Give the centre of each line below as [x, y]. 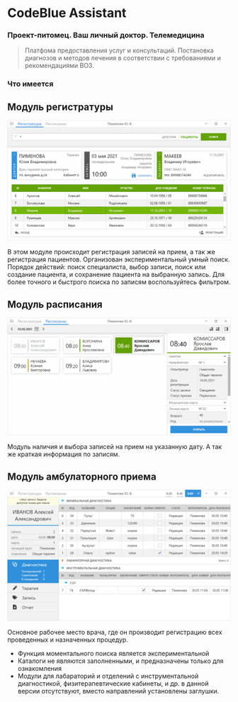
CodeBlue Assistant [67, 13]
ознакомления [40, 668]
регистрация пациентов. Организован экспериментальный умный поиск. [119, 259]
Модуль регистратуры [60, 107]
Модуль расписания [55, 304]
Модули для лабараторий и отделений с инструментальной [108, 676]
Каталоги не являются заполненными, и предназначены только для [120, 661]
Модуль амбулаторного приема [82, 476]
